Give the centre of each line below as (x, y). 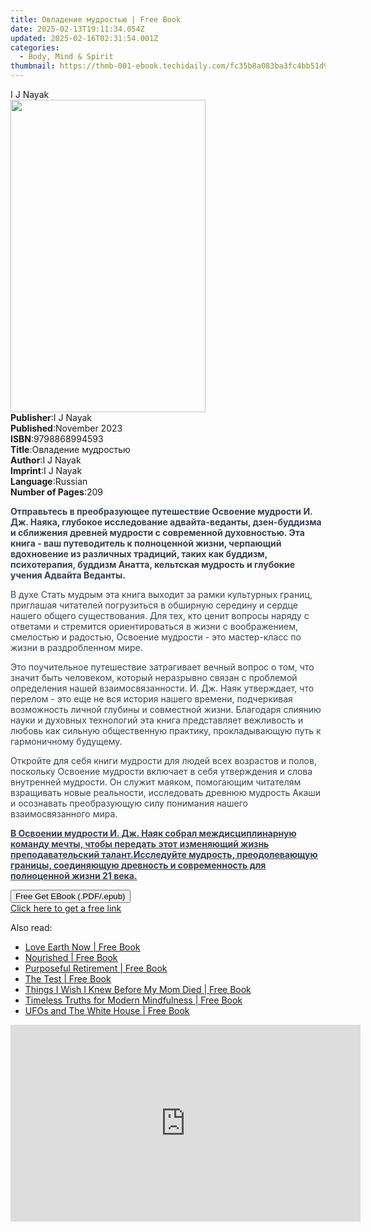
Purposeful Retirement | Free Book (96, 968)
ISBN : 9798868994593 (57, 439)
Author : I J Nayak (46, 460)
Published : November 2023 (66, 428)
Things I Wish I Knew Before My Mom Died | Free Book (138, 989)
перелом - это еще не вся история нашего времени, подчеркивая (151, 699)
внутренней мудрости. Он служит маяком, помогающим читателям (156, 782)
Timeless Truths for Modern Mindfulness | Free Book (133, 1000)
